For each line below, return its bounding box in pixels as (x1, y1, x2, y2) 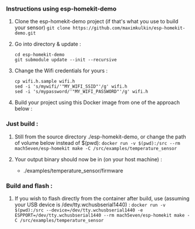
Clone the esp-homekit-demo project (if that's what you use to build (14, 18, 179, 25)
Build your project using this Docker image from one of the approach (14, 99, 180, 106)
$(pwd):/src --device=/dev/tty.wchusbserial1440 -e (14, 207, 143, 213)
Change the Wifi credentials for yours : (14, 67, 108, 74)
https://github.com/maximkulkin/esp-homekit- (72, 25, 186, 31)
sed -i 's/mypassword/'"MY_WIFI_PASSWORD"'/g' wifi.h (14, 89, 148, 95)
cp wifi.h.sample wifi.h (14, 78, 75, 85)
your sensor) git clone (14, 24, 71, 31)
